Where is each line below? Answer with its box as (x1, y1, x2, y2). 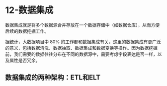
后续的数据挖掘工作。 (5, 28, 49, 34)
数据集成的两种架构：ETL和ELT (5, 73, 101, 82)
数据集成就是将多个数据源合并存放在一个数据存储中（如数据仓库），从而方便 (5, 22, 160, 28)
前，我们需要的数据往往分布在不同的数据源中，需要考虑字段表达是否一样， (5, 51, 158, 57)
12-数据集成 (5, 4, 54, 16)
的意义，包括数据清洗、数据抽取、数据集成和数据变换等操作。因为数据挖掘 (5, 45, 158, 51)
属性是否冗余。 (9, 57, 40, 63)
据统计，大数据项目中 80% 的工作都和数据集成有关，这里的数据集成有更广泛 (5, 38, 162, 45)
